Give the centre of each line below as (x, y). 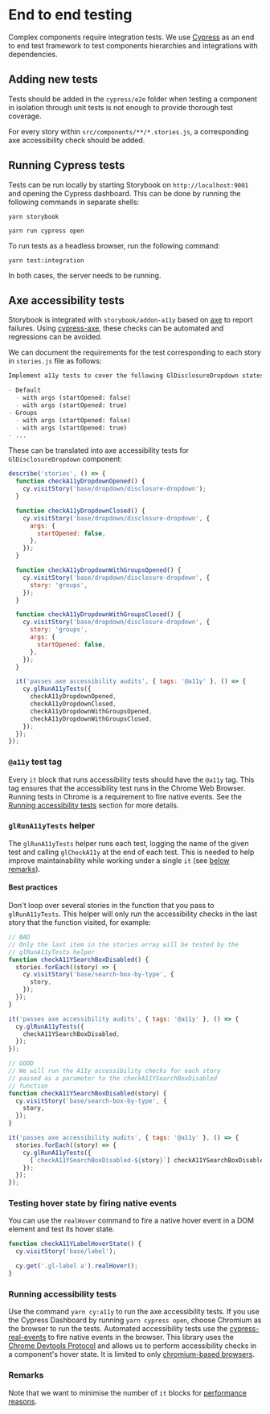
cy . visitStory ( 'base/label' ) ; (66, 1252)
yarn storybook (34, 216)
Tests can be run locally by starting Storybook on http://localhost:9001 (129, 185)
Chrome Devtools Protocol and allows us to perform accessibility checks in (133, 1346)
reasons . (23, 1401)
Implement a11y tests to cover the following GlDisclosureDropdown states (136, 376)
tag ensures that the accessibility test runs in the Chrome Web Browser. (127, 788)
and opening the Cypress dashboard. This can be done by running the (125, 193)
